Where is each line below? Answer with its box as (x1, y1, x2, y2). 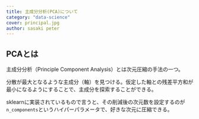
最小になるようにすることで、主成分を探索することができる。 (6, 86, 157, 93)
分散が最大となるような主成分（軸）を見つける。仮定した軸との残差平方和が (6, 79, 194, 86)
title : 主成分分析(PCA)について (6, 8, 78, 15)
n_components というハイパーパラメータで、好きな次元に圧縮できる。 (6, 106, 173, 113)
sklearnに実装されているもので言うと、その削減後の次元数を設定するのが (6, 99, 185, 106)
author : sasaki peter (6, 25, 60, 32)
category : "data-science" (6, 14, 70, 20)
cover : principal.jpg (6, 20, 60, 26)
